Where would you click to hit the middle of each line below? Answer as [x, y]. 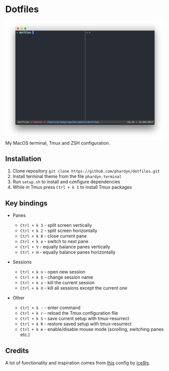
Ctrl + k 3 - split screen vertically [56, 225]
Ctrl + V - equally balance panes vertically [65, 247]
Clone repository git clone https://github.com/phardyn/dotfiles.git [86, 171]
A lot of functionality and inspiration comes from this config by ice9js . [78, 363]
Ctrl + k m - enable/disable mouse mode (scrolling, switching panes [92, 329]
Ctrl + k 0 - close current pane [53, 236]
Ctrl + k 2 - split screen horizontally [59, 231]
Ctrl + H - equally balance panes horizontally [68, 252]
